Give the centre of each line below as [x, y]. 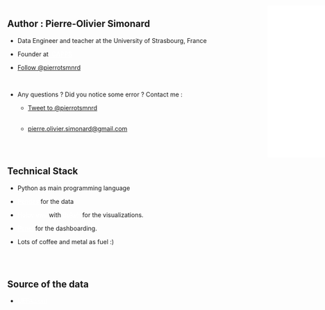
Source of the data [48, 285]
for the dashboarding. [66, 228]
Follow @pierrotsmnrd [49, 67]
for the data [57, 201]
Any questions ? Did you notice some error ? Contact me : [100, 94]
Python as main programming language [74, 188]
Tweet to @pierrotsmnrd [62, 107]
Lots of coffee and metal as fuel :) [66, 241]
